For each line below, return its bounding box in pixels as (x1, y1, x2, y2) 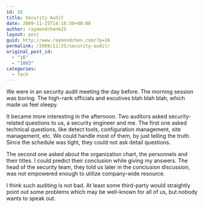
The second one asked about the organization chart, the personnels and (6, 151, 188, 158)
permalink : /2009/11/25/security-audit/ (6, 43, 111, 49)
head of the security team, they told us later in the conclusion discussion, (6, 163, 191, 171)
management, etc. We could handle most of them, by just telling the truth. (6, 132, 191, 140)
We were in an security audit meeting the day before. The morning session (6, 88, 194, 95)
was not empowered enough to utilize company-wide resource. (6, 170, 166, 178)
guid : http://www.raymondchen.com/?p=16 (6, 37, 111, 43)
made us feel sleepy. (6, 101, 58, 109)
